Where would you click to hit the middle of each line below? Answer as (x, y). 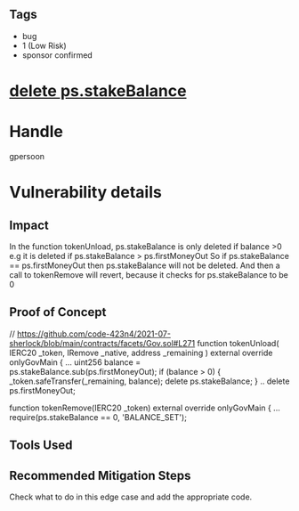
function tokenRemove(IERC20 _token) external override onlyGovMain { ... (145, 408)
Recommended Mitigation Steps (100, 475)
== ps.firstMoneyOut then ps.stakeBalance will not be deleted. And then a (145, 265)
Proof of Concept (58, 312)
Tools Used (41, 446)
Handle (36, 132)
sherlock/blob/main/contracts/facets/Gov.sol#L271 (102, 343)
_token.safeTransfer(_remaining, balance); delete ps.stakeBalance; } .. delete (149, 381)
